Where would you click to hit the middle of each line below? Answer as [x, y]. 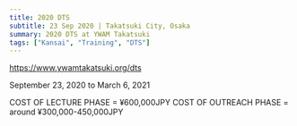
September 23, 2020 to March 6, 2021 [80, 85]
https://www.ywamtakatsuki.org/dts [75, 68]
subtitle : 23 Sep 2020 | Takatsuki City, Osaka [100, 26]
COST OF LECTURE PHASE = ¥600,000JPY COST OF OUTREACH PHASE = [149, 103]
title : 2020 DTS [39, 17]
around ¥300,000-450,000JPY [66, 112]
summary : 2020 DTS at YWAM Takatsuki [80, 34]
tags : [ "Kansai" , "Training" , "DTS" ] [80, 42]
